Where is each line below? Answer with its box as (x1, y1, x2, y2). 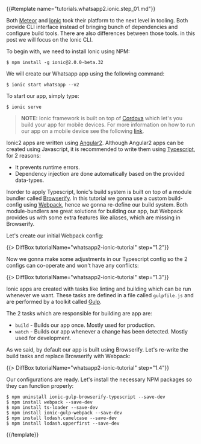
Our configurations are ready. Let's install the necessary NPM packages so (6, 376, 193, 383)
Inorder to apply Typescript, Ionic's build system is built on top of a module (6, 188, 192, 195)
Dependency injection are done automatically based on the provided (14, 170, 185, 177)
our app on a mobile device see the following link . (20, 127, 144, 135)
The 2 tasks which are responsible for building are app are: (6, 310, 152, 317)
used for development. (14, 335, 72, 341)
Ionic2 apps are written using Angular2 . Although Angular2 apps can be (6, 139, 184, 146)
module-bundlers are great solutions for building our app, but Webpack (6, 208, 184, 214)
